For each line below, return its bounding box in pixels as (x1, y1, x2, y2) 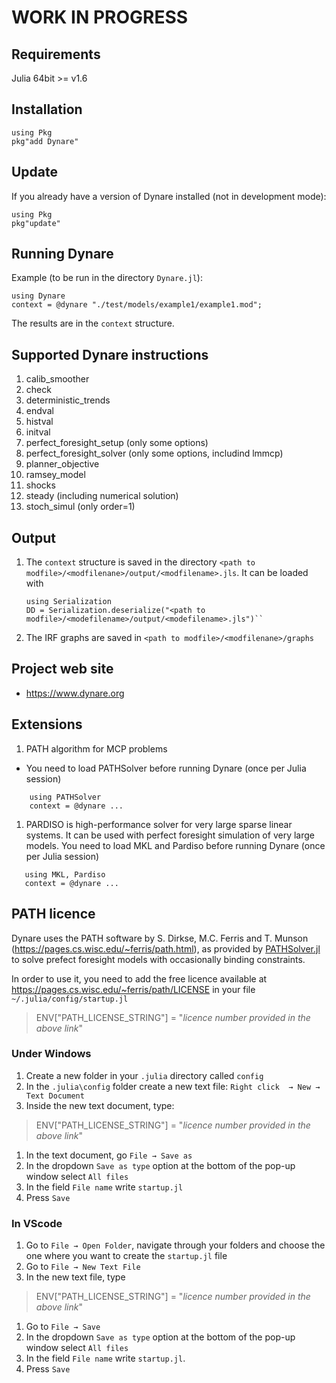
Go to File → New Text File (25, 1261, 141, 1273)
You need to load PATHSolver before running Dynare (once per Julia (25, 762, 307, 774)
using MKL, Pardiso (24, 869, 106, 880)
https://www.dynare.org (25, 687, 125, 699)
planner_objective (25, 458, 100, 470)
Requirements (11, 46, 101, 63)
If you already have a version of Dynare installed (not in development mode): (11, 190, 327, 202)
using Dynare (11, 291, 66, 301)
